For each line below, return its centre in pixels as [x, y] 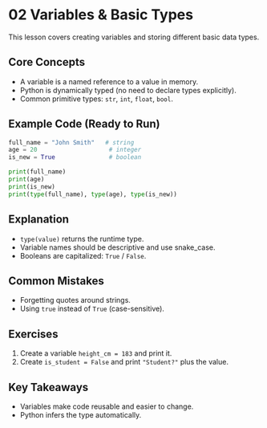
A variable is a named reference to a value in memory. [109, 81]
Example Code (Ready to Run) [84, 124]
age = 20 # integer [75, 150]
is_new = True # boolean [75, 157]
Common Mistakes [56, 281]
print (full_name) [37, 172]
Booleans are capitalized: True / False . [83, 255]
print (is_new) [32, 186]
